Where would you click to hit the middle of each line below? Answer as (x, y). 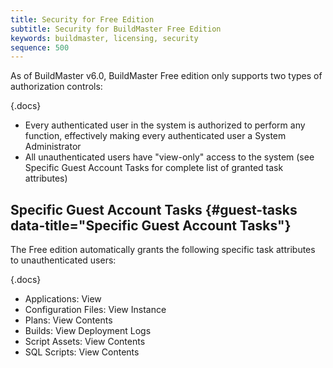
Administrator (53, 147)
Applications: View (63, 299)
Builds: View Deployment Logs (88, 331)
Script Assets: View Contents (85, 342)
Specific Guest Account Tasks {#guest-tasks (154, 209)
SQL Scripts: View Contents (82, 352)
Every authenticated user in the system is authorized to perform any (165, 125)
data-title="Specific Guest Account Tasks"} (151, 225)
